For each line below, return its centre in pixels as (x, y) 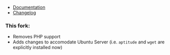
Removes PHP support (36, 37)
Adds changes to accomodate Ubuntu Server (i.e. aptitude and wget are (89, 42)
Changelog (24, 13)
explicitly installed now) (37, 47)
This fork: (18, 26)
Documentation (29, 7)
